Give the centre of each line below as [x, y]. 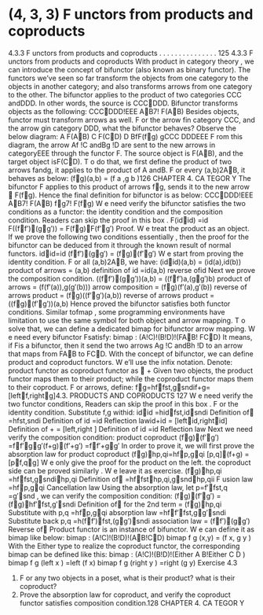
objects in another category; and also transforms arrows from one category [130, 86]
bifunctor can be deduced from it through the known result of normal [120, 245]
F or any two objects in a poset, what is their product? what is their [127, 578]
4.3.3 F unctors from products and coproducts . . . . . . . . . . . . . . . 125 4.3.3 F [131, 53]
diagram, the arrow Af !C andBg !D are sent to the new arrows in [112, 145]
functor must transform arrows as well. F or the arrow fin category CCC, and [131, 120]
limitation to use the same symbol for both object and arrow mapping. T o [127, 320]
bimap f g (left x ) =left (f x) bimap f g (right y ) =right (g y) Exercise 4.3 [123, 562]
